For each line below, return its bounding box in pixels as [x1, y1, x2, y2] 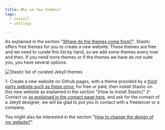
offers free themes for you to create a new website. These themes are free [5, 44, 157, 50]
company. [5, 104, 26, 110]
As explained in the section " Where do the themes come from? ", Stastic [5, 39, 150, 45]
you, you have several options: [5, 59, 67, 65]
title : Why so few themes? [5, 7, 61, 12]
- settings [9, 21, 32, 26]
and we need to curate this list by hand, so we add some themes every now [5, 49, 159, 55]
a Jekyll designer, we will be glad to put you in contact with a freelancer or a [5, 99, 160, 105]
